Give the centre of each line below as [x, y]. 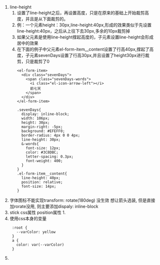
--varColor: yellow [36, 232]
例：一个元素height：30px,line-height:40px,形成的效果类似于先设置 [84, 25]
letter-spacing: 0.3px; [50, 157]
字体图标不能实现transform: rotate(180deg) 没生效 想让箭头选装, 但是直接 [82, 200]
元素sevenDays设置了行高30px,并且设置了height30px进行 [88, 55]
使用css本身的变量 [28, 219]
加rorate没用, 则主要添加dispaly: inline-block [54, 206]
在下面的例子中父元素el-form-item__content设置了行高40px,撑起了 [83, 49]
